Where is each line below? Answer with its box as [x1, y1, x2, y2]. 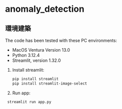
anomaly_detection [5, 3, 85, 15]
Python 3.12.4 [12, 53, 40, 58]
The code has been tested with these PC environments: [5, 38, 118, 43]
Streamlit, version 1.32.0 [12, 57, 61, 63]
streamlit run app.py [7, 99, 51, 104]
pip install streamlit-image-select [12, 81, 87, 86]
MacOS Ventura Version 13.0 [12, 47, 70, 53]
